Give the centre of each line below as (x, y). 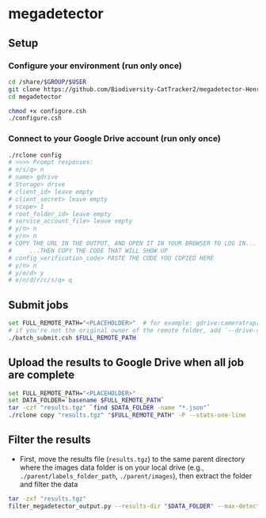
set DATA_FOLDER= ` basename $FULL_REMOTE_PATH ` (86, 401)
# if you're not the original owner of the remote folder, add (115, 330)
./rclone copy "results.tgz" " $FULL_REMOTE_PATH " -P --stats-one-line (127, 415)
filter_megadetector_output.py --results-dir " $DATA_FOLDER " (111, 506)
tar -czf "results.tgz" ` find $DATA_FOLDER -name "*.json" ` (110, 408)
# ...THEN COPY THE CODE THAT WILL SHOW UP (88, 250)
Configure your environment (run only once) (95, 66)
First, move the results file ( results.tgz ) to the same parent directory (132, 459)
